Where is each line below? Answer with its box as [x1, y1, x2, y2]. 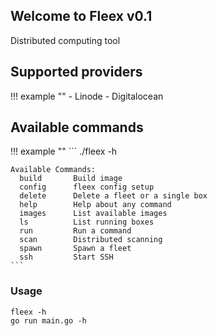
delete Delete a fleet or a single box [19, 191, 208, 201]
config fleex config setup [19, 182, 155, 193]
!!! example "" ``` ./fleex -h [10, 145, 118, 158]
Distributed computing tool [10, 34, 121, 46]
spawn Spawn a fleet [19, 244, 132, 254]
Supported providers [10, 64, 143, 81]
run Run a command [19, 226, 132, 236]
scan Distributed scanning [19, 235, 163, 245]
